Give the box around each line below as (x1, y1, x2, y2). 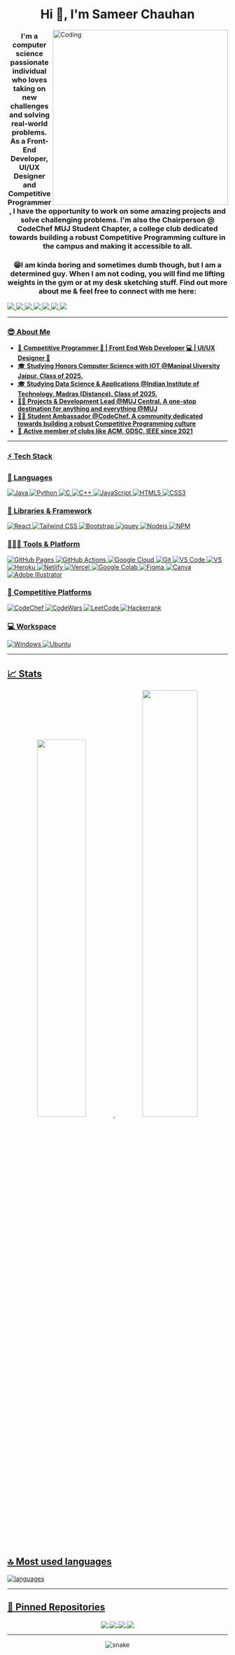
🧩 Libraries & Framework (7, 505, 92, 515)
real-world (10, 119, 48, 129)
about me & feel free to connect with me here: (38, 286, 197, 296)
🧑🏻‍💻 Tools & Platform (7, 539, 80, 549)
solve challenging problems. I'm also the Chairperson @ (20, 215, 215, 225)
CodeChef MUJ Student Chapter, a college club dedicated (17, 224, 218, 234)
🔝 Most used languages (7, 1556, 112, 1567)
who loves (11, 75, 48, 85)
